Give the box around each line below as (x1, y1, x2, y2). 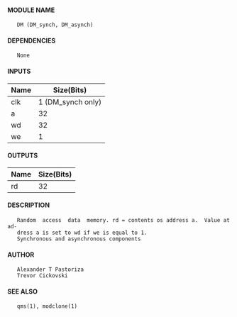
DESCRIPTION (7, 201, 50, 209)
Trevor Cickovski (16, 272, 69, 279)
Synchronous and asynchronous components (16, 235, 141, 243)
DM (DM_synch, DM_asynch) (16, 21, 94, 28)
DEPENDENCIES (7, 36, 56, 45)
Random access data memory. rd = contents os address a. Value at (16, 217, 231, 224)
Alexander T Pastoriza (16, 266, 84, 273)
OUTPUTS (7, 151, 38, 160)
